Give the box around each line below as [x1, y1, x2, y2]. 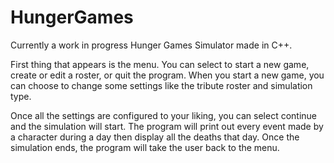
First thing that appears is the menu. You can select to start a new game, [10, 58, 310, 70]
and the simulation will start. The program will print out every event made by [10, 120, 324, 132]
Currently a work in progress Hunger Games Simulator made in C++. [10, 39, 293, 51]
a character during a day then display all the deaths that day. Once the [10, 131, 300, 143]
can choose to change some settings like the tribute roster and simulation [10, 79, 313, 91]
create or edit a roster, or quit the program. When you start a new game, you [10, 69, 325, 81]
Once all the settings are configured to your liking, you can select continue [10, 109, 318, 121]
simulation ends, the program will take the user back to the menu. [10, 141, 280, 153]
